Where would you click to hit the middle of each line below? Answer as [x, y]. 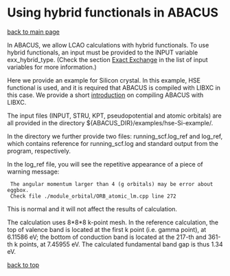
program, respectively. [39, 151]
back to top [23, 265]
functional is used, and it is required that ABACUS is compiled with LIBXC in [114, 87]
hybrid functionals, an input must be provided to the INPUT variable [103, 52]
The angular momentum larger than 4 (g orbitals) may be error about [112, 184]
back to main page [34, 32]
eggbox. [18, 190]
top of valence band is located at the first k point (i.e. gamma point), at [107, 229]
